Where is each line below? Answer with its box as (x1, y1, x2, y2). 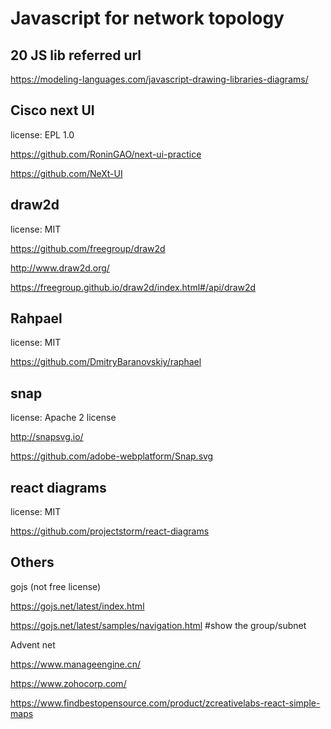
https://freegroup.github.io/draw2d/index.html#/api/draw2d (10, 281, 257, 293)
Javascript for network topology (10, 7, 285, 30)
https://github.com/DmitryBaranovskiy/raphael (10, 356, 202, 368)
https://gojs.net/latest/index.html (10, 600, 145, 612)
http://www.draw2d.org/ (10, 262, 110, 274)
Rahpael (10, 310, 63, 327)
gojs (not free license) (10, 580, 102, 592)
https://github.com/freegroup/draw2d (10, 242, 166, 254)
